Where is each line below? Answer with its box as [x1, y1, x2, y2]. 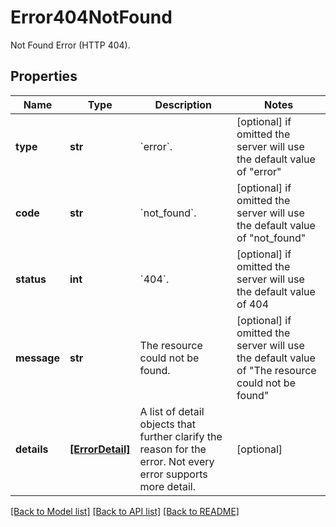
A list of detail [139, 404, 205, 418]
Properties [10, 68, 78, 85]
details [15, 442, 49, 456]
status [15, 272, 47, 286]
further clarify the [139, 429, 223, 443]
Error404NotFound [10, 6, 173, 29]
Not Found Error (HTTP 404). [10, 39, 131, 51]
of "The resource [236, 363, 317, 377]
